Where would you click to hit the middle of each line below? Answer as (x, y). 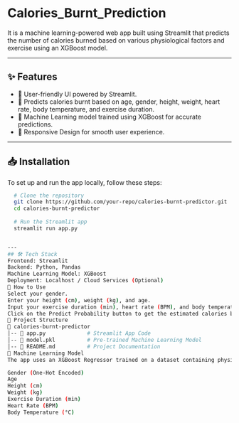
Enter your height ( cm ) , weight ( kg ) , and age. (79, 300)
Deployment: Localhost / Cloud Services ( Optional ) (85, 281)
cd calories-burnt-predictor (57, 209)
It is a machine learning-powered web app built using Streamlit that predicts (118, 33)
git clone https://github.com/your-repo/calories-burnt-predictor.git (121, 202)
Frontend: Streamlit (38, 261)
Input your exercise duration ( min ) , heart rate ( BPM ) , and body (106, 307)
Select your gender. (38, 294)
